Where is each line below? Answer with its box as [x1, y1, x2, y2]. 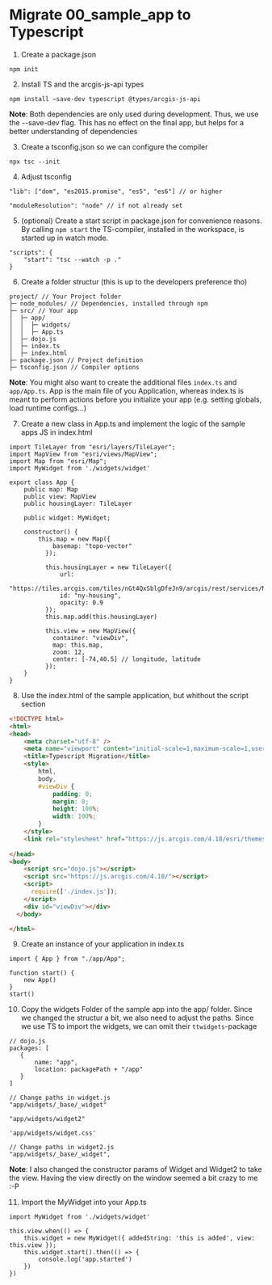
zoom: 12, [52, 648, 86, 656]
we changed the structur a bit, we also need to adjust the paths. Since [20, 1013, 254, 1023]
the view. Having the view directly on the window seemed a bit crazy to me [9, 1173, 258, 1183]
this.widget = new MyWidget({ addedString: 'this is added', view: [23, 1234, 255, 1242]
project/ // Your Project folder [9, 293, 122, 301]
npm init [9, 65, 39, 74]
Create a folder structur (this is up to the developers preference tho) [20, 276, 248, 286]
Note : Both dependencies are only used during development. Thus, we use [9, 109, 259, 119]
